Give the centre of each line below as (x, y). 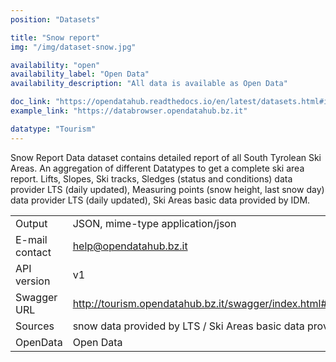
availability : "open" (55, 65)
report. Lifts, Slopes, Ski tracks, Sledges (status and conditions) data (151, 178)
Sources (35, 326)
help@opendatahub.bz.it (130, 246)
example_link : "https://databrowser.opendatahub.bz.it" (129, 111)
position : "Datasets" (55, 19)
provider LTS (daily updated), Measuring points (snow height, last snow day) (167, 189)
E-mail (31, 239)
